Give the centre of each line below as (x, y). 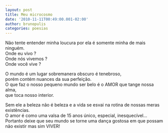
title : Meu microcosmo (29, 15)
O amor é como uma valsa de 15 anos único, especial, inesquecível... (76, 115)
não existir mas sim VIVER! (33, 126)
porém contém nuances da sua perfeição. (48, 79)
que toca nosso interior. (30, 95)
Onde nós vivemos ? (26, 59)
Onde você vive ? (23, 64)
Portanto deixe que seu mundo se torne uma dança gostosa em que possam (84, 121)
